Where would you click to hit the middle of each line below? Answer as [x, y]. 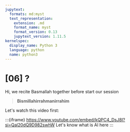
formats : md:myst [27, 14]
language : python [27, 50]
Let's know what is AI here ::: [85, 125]
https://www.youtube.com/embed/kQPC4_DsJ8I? [75, 120]
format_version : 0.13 [35, 32]
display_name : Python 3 [33, 45]
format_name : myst [32, 28]
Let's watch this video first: [32, 110]
